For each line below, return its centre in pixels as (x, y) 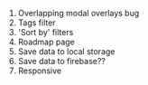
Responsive (39, 71)
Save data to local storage (66, 52)
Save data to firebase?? (61, 61)
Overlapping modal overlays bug (79, 13)
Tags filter (37, 23)
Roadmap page (46, 42)
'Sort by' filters (46, 32)
